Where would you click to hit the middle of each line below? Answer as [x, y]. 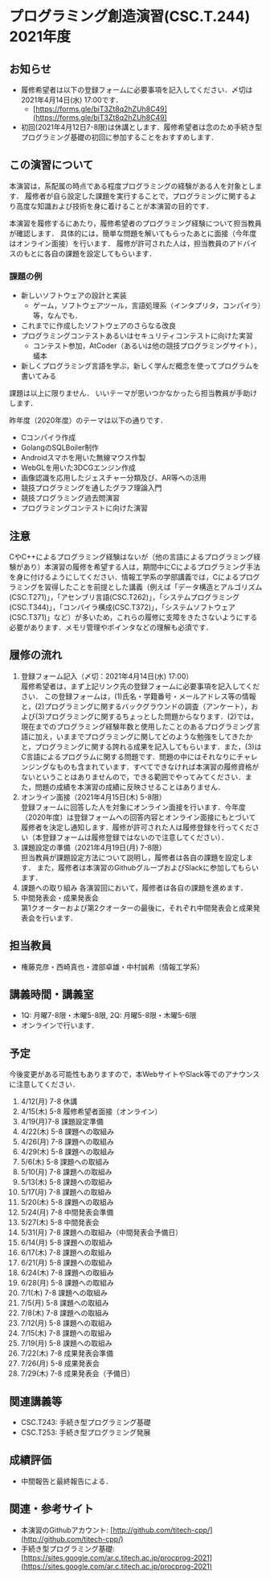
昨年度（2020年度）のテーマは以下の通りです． [88, 421]
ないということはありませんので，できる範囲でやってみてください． [133, 777]
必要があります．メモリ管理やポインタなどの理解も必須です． [111, 627]
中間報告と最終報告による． [67, 1481]
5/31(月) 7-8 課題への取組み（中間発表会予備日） [102, 1232]
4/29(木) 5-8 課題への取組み [67, 1152]
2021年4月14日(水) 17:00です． [72, 100]
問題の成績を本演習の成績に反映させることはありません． [130, 787]
